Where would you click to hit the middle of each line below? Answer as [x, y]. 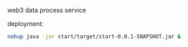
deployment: [25, 23]
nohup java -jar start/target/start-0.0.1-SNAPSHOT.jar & [94, 36]
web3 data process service [47, 10]
